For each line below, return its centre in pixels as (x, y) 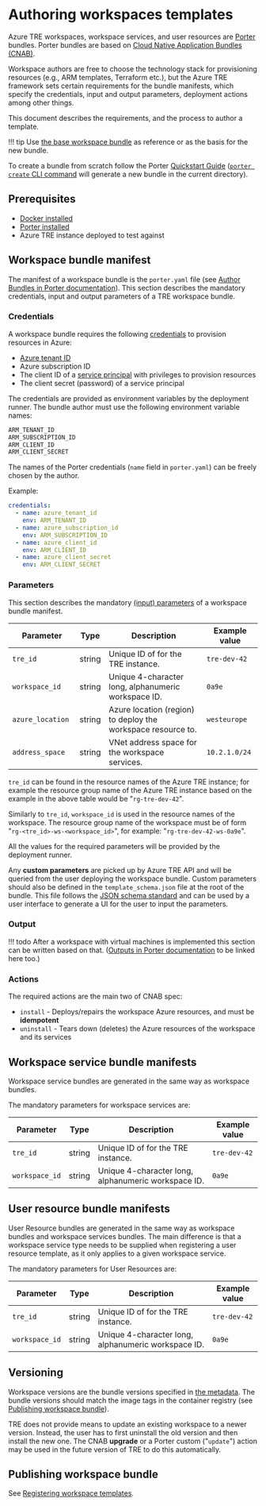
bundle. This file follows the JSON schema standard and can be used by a (129, 895)
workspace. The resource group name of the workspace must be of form (127, 822)
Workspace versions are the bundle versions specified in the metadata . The (132, 1392)
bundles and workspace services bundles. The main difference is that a (125, 1236)
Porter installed (44, 226)
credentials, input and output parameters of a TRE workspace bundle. (122, 296)
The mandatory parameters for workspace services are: (99, 1105)
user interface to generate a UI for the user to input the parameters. (118, 904)
